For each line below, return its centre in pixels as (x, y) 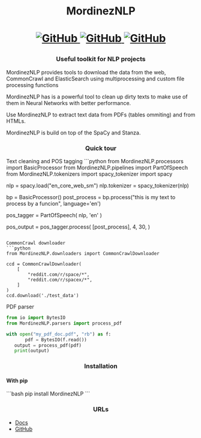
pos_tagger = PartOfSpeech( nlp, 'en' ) (54, 215)
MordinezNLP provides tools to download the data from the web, (86, 72)
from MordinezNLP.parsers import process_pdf (64, 323)
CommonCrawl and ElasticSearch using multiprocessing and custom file (95, 79)
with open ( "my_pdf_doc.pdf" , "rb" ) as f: (59, 334)
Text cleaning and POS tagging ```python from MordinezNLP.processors (95, 161)
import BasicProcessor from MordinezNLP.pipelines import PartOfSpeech (97, 168)
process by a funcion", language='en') (53, 204)
